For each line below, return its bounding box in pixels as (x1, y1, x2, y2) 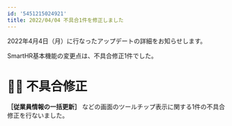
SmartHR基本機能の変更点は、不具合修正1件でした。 (7, 52, 158, 60)
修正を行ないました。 (7, 111, 68, 120)
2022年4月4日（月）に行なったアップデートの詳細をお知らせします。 (7, 36, 207, 45)
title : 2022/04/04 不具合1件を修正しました (7, 17, 124, 24)
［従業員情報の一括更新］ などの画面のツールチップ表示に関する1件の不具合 (7, 102, 225, 111)
